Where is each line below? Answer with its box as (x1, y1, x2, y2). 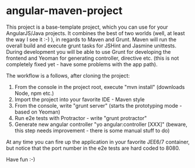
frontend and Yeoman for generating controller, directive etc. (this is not (6, 54, 179, 61)
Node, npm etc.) (14, 90, 54, 97)
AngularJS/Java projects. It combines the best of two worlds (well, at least (6, 29, 186, 36)
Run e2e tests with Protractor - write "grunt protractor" (14, 114, 148, 121)
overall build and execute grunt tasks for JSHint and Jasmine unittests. (6, 42, 177, 49)
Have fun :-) (6, 156, 36, 163)
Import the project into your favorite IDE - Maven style (14, 95, 145, 103)
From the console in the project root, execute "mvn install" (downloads (14, 83, 185, 90)
